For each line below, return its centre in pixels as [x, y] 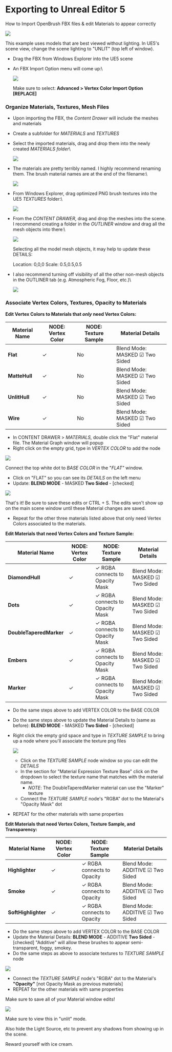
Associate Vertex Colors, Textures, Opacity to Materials [76, 303]
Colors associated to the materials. [49, 523]
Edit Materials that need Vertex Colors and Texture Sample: [70, 533]
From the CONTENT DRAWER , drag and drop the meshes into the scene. [89, 219]
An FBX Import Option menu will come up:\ [58, 68]
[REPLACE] [25, 93]
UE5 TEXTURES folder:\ [37, 199]
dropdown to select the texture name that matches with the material [92, 777]
